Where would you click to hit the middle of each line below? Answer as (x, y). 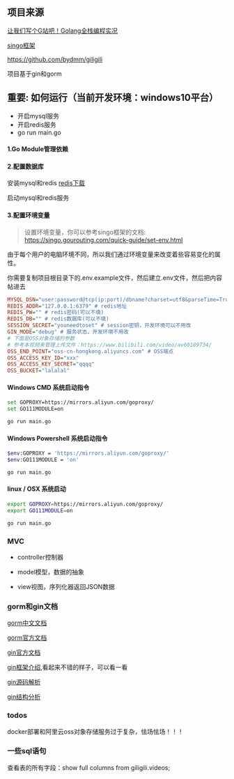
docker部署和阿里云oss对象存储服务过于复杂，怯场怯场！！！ (95, 731)
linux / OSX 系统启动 (37, 489)
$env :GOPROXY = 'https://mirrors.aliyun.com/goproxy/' (88, 454)
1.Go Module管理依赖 (38, 149)
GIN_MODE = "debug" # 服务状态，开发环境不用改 (68, 332)
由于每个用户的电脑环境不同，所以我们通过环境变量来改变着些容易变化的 (111, 254)
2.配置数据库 (25, 166)
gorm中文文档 (27, 623)
